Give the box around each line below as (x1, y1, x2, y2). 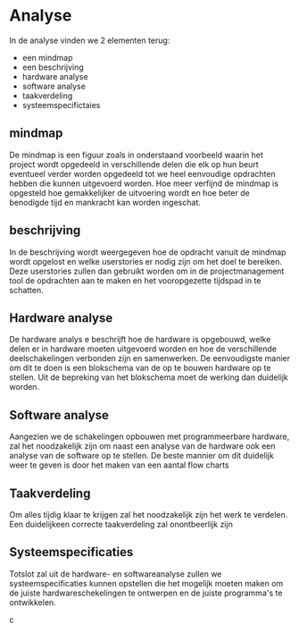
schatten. (9, 284, 45, 295)
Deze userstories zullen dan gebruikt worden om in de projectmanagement (9, 265, 285, 276)
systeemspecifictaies (21, 99, 101, 110)
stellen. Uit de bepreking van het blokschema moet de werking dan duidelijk (9, 372, 288, 383)
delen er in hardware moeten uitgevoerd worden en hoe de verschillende (9, 343, 278, 354)
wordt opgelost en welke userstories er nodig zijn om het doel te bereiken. (9, 256, 283, 266)
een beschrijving (21, 62, 85, 72)
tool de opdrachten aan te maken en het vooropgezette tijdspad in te (9, 274, 262, 286)
